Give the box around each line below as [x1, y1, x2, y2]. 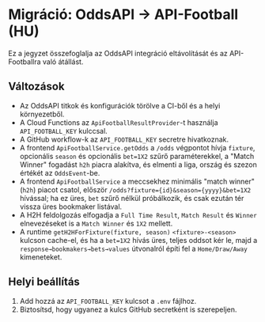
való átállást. [42, 57, 84, 66]
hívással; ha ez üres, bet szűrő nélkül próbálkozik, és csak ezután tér [19, 193, 244, 203]
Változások [8, 80, 65, 93]
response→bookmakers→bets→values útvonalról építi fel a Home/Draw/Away [19, 244, 248, 253]
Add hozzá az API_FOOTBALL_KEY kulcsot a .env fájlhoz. [19, 296, 197, 305]
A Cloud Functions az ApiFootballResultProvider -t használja [19, 117, 219, 127]
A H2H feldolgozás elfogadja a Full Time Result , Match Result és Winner [19, 210, 257, 219]
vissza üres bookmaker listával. [19, 202, 123, 211]
